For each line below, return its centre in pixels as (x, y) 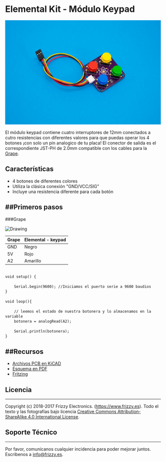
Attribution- (129, 412)
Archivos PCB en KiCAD (37, 364)
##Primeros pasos (34, 207)
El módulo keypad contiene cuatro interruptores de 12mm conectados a (78, 132)
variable (14, 317)
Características (29, 169)
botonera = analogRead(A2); (43, 322)
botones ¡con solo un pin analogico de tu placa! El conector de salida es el (81, 143)
